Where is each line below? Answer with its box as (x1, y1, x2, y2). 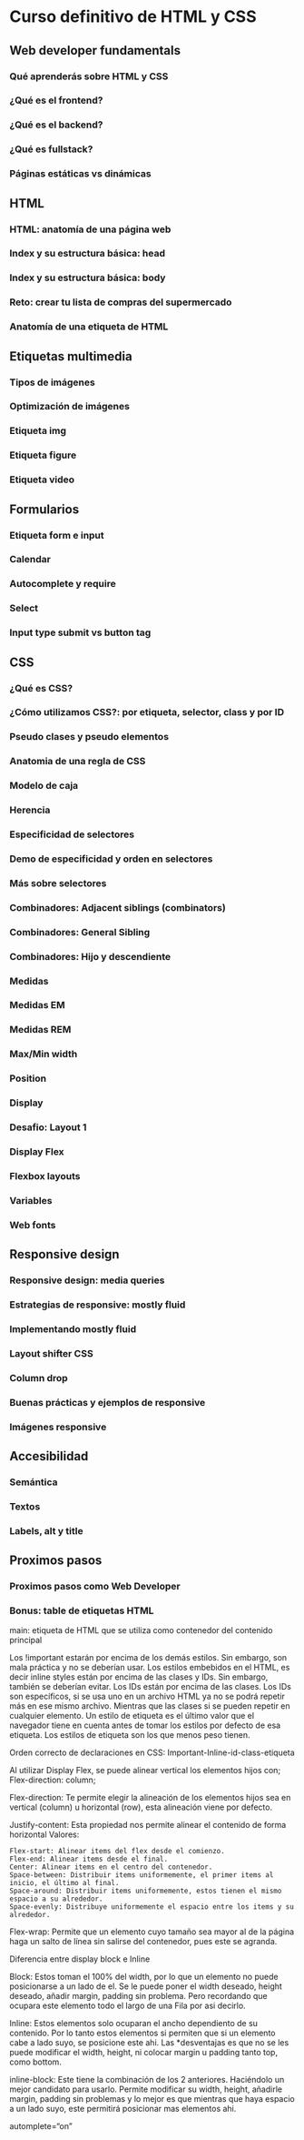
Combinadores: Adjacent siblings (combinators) (9, 901, 227, 914)
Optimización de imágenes (9, 400, 130, 413)
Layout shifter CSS (9, 1347, 93, 1359)
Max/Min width (9, 1048, 78, 1061)
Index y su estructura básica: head (9, 247, 166, 260)
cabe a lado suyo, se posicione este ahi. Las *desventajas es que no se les (9, 2037, 289, 2048)
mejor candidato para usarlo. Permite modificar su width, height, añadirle (9, 2084, 283, 2095)
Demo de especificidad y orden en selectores (9, 853, 213, 865)
